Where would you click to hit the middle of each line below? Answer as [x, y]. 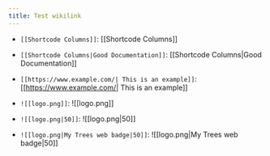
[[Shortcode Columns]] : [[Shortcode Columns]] [99, 39]
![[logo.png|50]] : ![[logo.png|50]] [78, 119]
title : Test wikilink [45, 16]
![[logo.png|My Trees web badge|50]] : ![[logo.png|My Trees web [129, 134]
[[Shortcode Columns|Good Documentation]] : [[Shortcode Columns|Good [141, 54]
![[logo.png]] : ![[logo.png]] [67, 103]
